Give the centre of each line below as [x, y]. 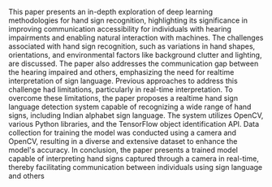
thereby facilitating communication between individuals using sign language [136, 167]
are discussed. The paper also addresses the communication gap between [134, 63]
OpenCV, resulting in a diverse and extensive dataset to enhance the [123, 141]
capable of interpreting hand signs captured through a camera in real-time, [134, 159]
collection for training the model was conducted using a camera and [123, 133]
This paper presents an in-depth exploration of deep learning [111, 12]
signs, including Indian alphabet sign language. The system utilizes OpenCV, [136, 115]
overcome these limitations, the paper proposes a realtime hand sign [123, 98]
